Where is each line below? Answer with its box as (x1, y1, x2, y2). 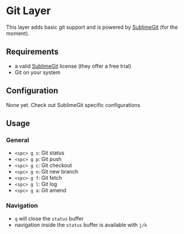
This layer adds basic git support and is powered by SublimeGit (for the (6, 24, 178, 31)
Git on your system (14, 69, 60, 76)
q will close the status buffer (14, 215, 84, 222)
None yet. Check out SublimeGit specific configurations (6, 101, 141, 108)
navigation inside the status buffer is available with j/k (14, 221, 148, 228)
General (6, 136, 29, 144)
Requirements (6, 47, 59, 57)
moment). (6, 29, 30, 36)
